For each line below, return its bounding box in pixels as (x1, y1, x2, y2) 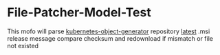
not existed (7, 41, 39, 50)
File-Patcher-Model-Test (7, 5, 151, 20)
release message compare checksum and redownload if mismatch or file (7, 34, 213, 42)
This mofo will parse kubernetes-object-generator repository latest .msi (7, 27, 210, 35)
